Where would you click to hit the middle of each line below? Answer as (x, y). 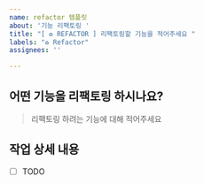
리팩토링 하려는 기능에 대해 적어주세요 (96, 119)
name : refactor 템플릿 (48, 17)
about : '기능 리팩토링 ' (50, 26)
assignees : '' (35, 50)
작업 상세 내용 (44, 150)
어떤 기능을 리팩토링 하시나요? (86, 96)
